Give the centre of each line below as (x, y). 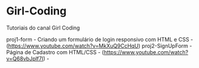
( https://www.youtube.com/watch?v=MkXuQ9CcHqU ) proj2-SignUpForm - (99, 46)
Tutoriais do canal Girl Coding (43, 28)
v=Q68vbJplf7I (25, 58)
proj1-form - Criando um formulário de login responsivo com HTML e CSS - (100, 39)
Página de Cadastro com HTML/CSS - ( (55, 52)
